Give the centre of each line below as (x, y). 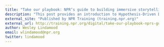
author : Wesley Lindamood (31, 28)
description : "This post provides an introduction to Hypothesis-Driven (81, 14)
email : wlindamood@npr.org (32, 32)
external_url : (20, 23)
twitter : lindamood (25, 37)
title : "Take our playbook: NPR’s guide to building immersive (71, 10)
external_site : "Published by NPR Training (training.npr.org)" (72, 19)
